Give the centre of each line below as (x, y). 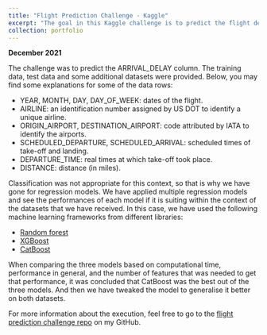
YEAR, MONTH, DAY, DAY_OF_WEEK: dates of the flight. (111, 101)
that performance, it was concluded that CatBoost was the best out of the (129, 282)
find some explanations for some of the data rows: (91, 85)
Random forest (44, 233)
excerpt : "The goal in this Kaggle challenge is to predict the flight (129, 23)
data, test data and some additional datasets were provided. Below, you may (133, 77)
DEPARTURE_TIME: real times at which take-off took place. (116, 160)
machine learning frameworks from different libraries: (96, 217)
